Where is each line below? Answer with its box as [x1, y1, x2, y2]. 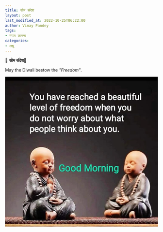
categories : [5, 39, 29, 43]
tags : [5, 28, 16, 33]
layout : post [5, 13, 32, 18]
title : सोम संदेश [5, 8, 34, 13]
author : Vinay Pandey [5, 23, 49, 28]
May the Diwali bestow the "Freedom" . [5, 67, 82, 72]
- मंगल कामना [5, 33, 26, 38]
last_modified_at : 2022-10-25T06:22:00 [5, 18, 86, 23]
